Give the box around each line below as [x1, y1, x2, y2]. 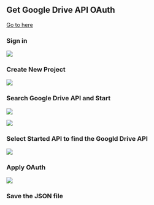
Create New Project [6, 65, 66, 74]
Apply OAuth [6, 163, 46, 171]
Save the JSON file [6, 192, 63, 201]
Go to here [6, 21, 34, 28]
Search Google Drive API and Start [6, 94, 111, 103]
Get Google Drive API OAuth [6, 5, 115, 15]
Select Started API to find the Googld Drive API [6, 134, 148, 143]
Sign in [6, 36, 28, 45]
